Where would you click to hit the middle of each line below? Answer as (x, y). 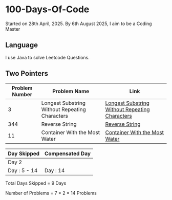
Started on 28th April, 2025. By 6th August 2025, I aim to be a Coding (79, 24)
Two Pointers (27, 73)
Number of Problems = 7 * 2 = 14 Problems (51, 193)
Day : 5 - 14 (23, 170)
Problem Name (71, 91)
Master (13, 29)
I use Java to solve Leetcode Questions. (47, 57)
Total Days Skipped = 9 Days (36, 183)
